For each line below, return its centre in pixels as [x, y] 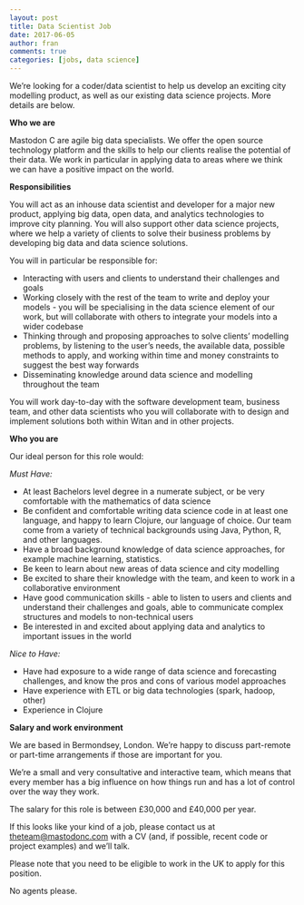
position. [26, 873]
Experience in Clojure [63, 710]
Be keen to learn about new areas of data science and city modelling [151, 569]
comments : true [38, 52]
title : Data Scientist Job [60, 26]
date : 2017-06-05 [42, 34]
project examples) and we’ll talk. [69, 846]
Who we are [33, 123]
